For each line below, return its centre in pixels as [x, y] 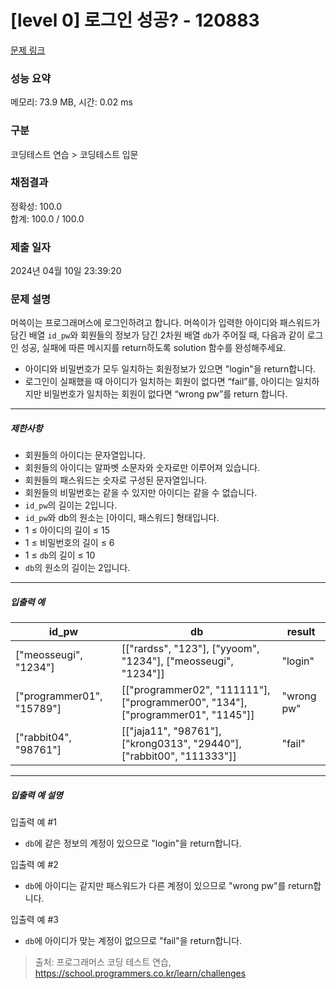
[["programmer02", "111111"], [196, 690]
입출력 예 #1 [33, 822]
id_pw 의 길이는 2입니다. [71, 505]
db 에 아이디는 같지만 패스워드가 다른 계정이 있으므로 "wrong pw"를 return [169, 886]
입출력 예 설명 [36, 795]
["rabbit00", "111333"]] [179, 756]
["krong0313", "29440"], [181, 744]
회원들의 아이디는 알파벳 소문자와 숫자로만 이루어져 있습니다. [142, 468]
